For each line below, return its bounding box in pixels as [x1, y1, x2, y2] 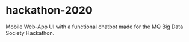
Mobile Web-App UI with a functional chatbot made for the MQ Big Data [5, 23, 184, 30]
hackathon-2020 [5, 4, 93, 17]
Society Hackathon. [5, 29, 55, 36]
